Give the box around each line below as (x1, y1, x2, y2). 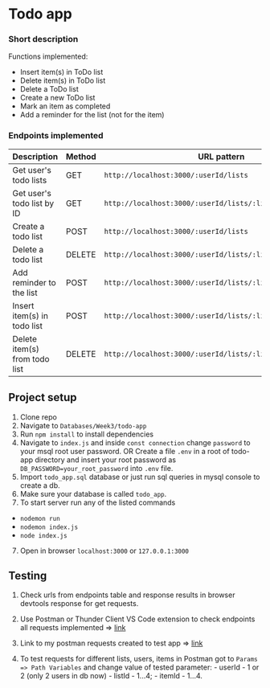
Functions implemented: (8, 51, 88, 61)
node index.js (19, 531, 67, 539)
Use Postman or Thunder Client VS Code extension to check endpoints (19, 614, 256, 624)
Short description (8, 34, 79, 45)
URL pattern (198, 150, 245, 162)
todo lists (12, 174, 47, 186)
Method (65, 150, 96, 162)
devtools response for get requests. (19, 599, 139, 608)
